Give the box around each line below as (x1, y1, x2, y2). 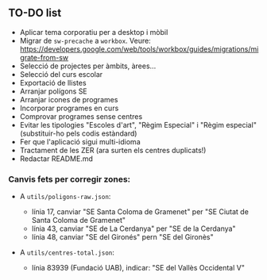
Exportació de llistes (19, 78, 87, 87)
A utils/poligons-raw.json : (19, 192, 111, 201)
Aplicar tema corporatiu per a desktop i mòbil (19, 27, 168, 36)
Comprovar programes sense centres (19, 111, 143, 121)
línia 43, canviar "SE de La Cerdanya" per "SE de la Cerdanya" (31, 224, 236, 233)
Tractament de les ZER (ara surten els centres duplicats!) (19, 145, 207, 155)
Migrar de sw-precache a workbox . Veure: (19, 36, 151, 45)
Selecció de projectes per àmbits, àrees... (19, 61, 157, 71)
